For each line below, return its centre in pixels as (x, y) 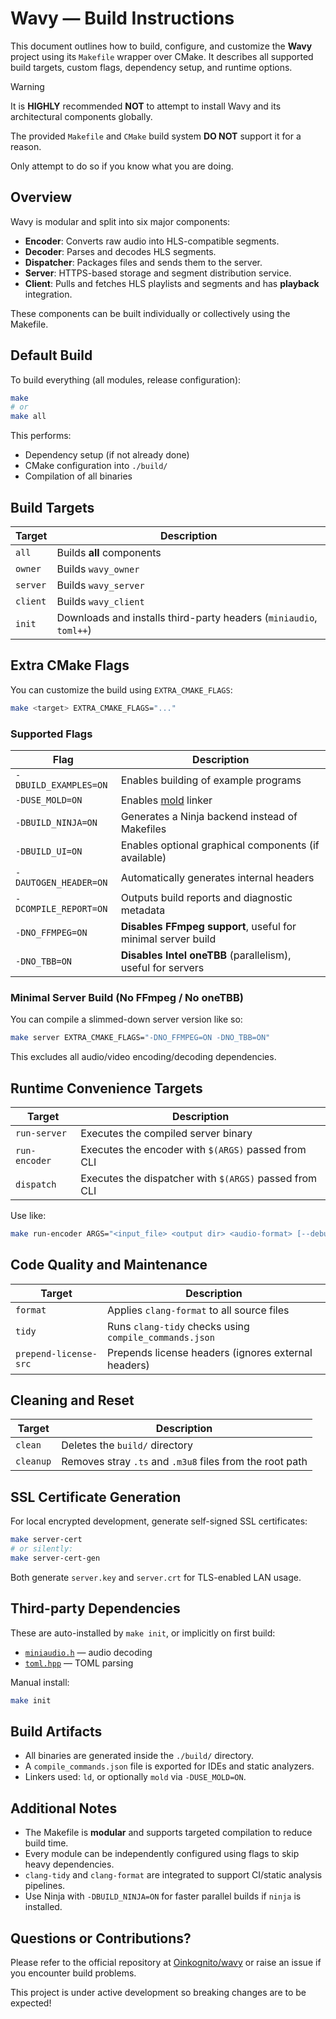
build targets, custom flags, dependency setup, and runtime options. (151, 67)
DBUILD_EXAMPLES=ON (61, 785)
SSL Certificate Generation (96, 1497)
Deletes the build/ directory (127, 1445)
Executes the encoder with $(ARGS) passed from (193, 1149)
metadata (143, 910)
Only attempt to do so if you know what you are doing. (122, 166)
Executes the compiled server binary (166, 1133)
